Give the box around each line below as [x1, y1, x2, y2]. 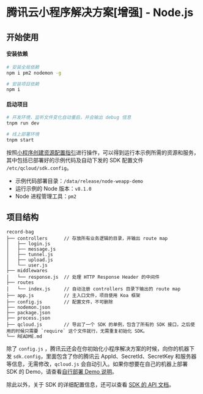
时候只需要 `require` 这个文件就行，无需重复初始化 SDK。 [15, 328, 148, 334]
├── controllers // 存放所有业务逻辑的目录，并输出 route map [6, 235, 168, 241]
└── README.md [6, 333, 43, 339]
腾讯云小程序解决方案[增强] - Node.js [6, 6, 194, 20]
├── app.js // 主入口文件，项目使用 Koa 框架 [6, 292, 141, 298]
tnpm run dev [6, 120, 40, 126]
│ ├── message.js [6, 246, 56, 252]
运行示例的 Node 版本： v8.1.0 [15, 184, 92, 192]
